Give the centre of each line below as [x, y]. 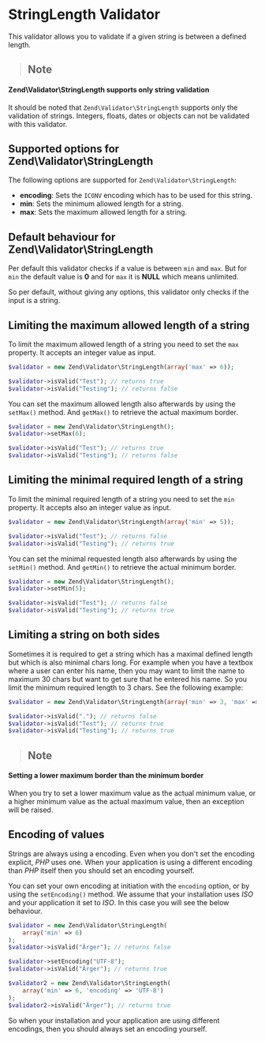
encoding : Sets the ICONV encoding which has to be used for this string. [136, 196]
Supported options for [64, 149]
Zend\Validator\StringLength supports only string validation [109, 89]
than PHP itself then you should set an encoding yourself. [101, 871]
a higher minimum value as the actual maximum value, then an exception [126, 801]
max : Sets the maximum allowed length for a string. [103, 212]
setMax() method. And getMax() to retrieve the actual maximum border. [123, 412]
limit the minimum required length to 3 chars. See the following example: [126, 687]
